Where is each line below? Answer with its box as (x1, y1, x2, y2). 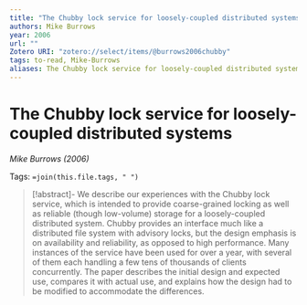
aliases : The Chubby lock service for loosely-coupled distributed (9, 65, 272, 74)
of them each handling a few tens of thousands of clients (31, 257, 247, 268)
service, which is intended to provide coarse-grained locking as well (31, 198, 290, 209)
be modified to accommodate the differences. (31, 285, 205, 297)
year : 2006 (9, 30, 51, 39)
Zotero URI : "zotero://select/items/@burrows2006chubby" (9, 47, 231, 57)
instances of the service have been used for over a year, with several (31, 247, 292, 258)
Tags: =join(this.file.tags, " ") (9, 171, 139, 182)
